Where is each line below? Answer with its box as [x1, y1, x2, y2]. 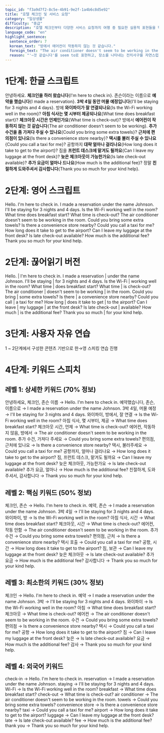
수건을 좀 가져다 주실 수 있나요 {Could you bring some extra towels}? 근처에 [5, 129, 150, 135]
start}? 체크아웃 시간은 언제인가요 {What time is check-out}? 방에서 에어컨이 [5, 117, 151, 123]
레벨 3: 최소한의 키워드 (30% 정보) [5, 579, 104, 587]
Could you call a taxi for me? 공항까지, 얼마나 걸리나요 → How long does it [5, 448, 151, 454]
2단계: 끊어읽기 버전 [5, 257, 81, 268]
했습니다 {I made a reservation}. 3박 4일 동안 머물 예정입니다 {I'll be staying [14, 98, 159, 104]
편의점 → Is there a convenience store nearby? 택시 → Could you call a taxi [5, 623, 154, 629]
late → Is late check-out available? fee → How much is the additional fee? [5, 717, 152, 723]
